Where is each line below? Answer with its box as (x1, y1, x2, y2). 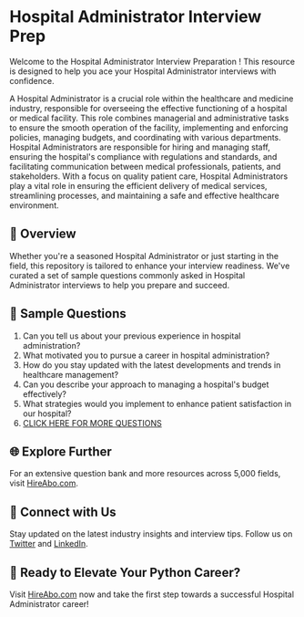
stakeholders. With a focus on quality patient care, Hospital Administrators (9, 171, 289, 182)
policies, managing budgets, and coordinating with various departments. (9, 131, 282, 142)
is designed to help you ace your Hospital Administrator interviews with (9, 66, 277, 77)
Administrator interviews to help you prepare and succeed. (9, 279, 230, 290)
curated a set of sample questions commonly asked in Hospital (9, 269, 246, 280)
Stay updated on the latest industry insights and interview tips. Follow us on (9, 528, 293, 539)
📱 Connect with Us (9, 504, 117, 519)
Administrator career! (9, 599, 89, 609)
